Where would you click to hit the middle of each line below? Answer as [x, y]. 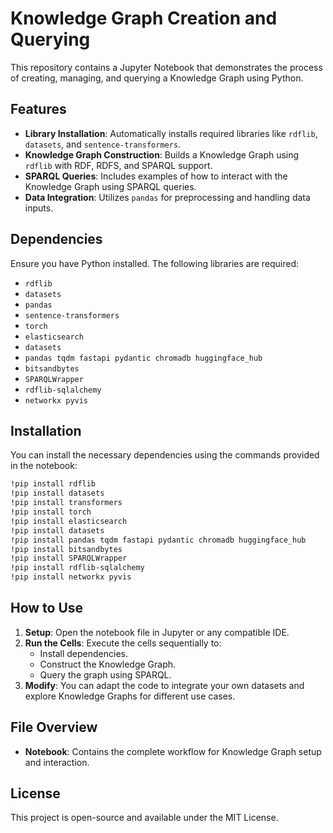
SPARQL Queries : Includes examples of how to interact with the [156, 176]
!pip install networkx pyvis [71, 577]
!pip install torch [51, 512]
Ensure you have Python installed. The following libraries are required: [155, 263]
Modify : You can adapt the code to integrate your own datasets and [164, 685]
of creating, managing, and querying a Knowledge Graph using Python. [157, 78]
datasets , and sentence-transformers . [103, 144]
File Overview [54, 727]
